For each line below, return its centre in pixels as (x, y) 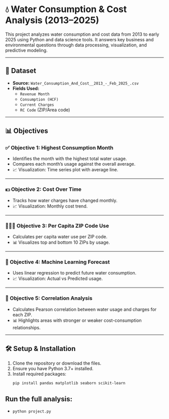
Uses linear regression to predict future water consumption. (74, 273)
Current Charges (37, 105)
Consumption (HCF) (39, 99)
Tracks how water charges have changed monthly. (65, 200)
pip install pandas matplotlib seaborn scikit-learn (69, 383)
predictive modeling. (26, 50)
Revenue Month (35, 94)
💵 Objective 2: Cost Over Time (44, 189)
